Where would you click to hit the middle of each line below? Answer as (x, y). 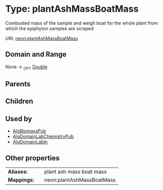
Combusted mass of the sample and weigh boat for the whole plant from (82, 23)
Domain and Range (36, 54)
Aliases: (18, 172)
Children (19, 101)
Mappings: (21, 180)
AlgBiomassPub (29, 131)
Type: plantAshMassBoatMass (72, 9)
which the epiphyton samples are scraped (49, 28)
